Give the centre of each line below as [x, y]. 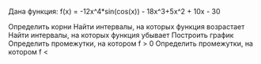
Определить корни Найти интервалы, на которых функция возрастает [127, 26]
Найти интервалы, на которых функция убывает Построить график [121, 35]
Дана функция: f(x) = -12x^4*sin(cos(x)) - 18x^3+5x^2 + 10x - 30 [114, 11]
